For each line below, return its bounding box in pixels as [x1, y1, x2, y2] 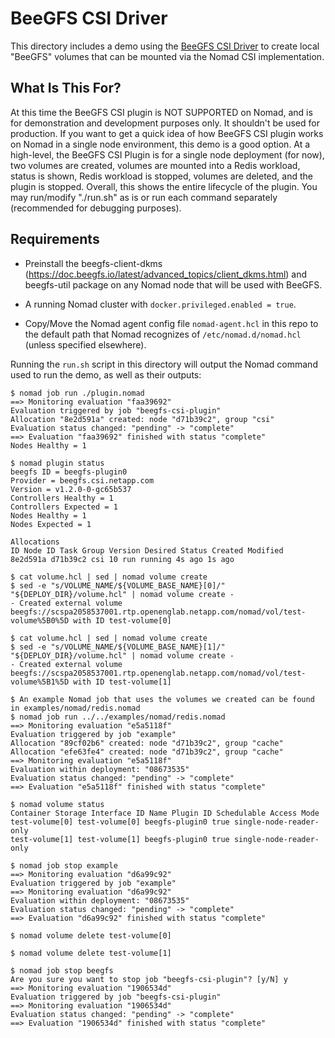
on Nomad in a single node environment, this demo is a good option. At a [10, 138, 311, 150]
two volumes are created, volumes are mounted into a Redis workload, [10, 159, 301, 171]
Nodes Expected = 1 [10, 519, 92, 529]
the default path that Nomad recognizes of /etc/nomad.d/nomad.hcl [24, 328, 302, 340]
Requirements [10, 231, 100, 248]
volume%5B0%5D [10, 615, 70, 626]
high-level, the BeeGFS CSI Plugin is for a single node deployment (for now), [10, 148, 325, 161]
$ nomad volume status [10, 799, 105, 809]
